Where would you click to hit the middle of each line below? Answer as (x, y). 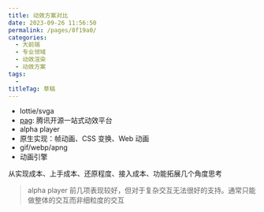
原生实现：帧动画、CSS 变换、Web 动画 (84, 139)
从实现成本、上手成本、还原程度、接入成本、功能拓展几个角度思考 (115, 173)
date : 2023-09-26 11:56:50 (52, 23)
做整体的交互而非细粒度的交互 (76, 200)
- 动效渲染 (31, 60)
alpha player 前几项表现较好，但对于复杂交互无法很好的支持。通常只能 (141, 191)
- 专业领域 (31, 52)
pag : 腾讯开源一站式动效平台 (66, 121)
